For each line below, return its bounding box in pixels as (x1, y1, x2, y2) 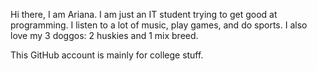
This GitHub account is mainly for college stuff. (10, 49, 204, 61)
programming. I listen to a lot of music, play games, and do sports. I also (10, 19, 308, 31)
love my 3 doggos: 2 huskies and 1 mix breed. (10, 30, 199, 41)
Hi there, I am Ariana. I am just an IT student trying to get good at (10, 9, 278, 20)
